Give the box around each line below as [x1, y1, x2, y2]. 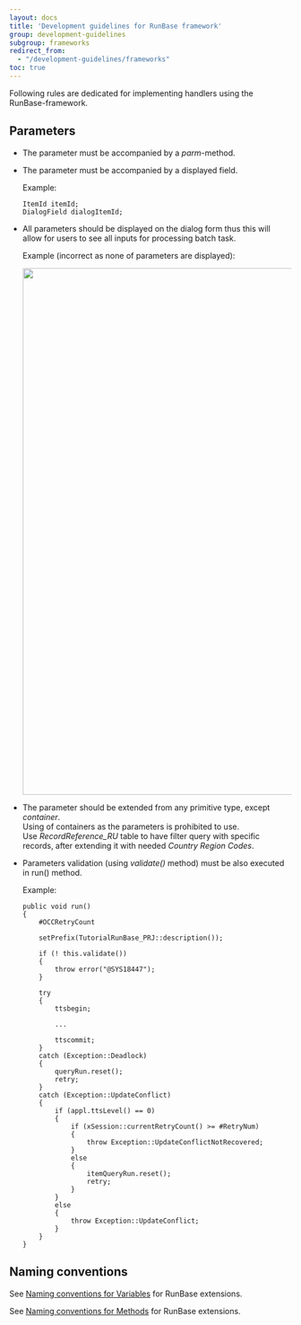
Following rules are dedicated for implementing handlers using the [9, 87, 254, 99]
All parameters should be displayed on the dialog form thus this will [21, 223, 271, 234]
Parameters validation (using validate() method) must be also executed [21, 857, 285, 868]
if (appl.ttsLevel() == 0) [55, 1106, 156, 1115]
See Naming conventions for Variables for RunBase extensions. [9, 1288, 243, 1299]
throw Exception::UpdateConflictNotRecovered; [86, 1137, 264, 1146]
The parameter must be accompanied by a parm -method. [21, 147, 236, 158]
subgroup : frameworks [9, 38, 90, 48]
